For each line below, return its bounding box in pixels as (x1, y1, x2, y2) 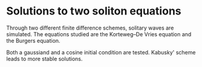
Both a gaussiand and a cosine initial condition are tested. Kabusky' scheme (6, 48, 196, 56)
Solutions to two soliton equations (6, 4, 181, 18)
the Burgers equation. (6, 37, 60, 44)
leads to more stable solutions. (6, 55, 83, 62)
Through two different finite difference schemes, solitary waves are (6, 24, 174, 31)
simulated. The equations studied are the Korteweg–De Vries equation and (6, 30, 192, 37)
